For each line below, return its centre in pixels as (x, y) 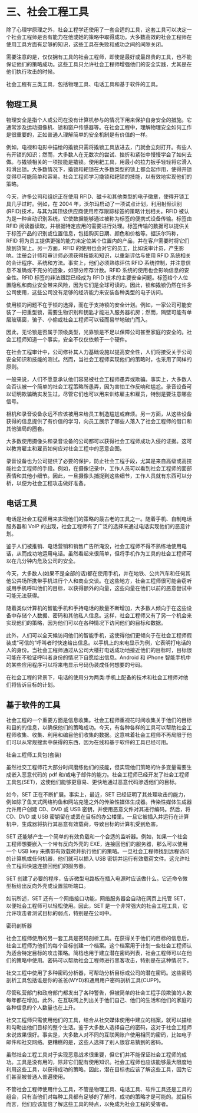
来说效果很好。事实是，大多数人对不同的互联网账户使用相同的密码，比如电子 (99, 1035)
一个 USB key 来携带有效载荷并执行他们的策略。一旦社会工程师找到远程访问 (98, 851)
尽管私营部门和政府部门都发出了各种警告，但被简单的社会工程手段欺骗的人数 (99, 993)
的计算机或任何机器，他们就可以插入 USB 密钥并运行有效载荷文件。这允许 (95, 859)
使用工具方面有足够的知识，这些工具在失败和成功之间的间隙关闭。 (86, 44)
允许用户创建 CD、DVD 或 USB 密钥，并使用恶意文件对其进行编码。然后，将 (98, 809)
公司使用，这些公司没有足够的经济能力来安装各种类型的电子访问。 (86, 292)
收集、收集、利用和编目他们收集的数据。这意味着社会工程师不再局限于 (101, 735)
